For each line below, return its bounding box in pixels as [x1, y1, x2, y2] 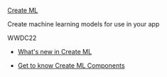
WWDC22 [7, 34, 37, 42]
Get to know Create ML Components [17, 61, 126, 70]
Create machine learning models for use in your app [7, 20, 160, 28]
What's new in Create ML [17, 48, 92, 56]
